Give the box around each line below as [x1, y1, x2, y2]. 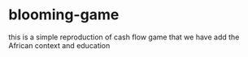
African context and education [8, 40, 111, 50]
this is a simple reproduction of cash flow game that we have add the [8, 32, 240, 42]
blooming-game [8, 6, 120, 24]
